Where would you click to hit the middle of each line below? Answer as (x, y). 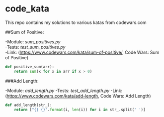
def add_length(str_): (29, 105)
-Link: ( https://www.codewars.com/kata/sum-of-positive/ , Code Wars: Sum (82, 52)
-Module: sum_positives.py (33, 42)
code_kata (27, 9)
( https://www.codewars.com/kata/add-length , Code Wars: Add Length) (78, 96)
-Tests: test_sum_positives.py (35, 47)
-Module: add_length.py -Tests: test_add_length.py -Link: (64, 91)
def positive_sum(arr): (30, 67)
